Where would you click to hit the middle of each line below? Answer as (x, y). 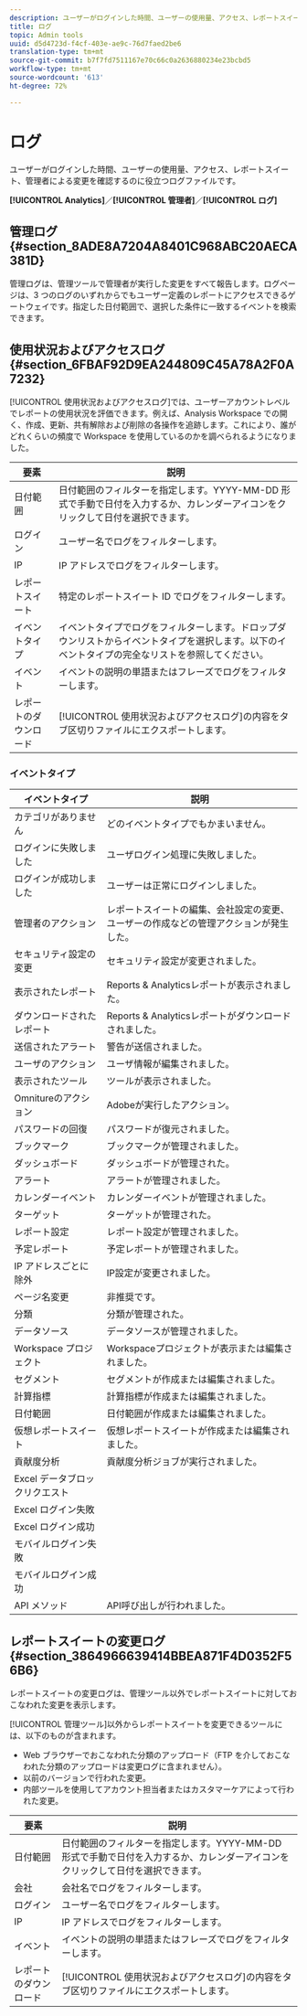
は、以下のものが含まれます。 (65, 1736)
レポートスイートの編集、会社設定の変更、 (198, 910)
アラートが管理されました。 (166, 1180)
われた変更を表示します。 (73, 1705)
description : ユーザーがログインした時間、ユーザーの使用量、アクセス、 (131, 18)
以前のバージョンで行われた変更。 (86, 1778)
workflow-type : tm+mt (51, 69)
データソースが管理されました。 (175, 1331)
